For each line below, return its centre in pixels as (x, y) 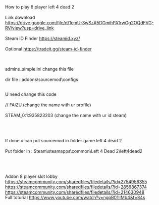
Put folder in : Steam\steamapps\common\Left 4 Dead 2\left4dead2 (74, 151)
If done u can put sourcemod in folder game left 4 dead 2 (64, 141)
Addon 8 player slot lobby (31, 176)
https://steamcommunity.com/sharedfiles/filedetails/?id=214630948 (75, 192)
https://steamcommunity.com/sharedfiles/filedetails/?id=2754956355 (76, 182)
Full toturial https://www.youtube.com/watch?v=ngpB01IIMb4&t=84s (75, 197)
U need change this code (31, 94)
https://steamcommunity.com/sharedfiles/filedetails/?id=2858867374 (76, 187)
